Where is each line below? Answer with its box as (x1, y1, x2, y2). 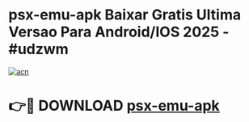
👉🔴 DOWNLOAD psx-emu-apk (8, 97, 220, 115)
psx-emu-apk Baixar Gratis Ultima (8, 6, 241, 24)
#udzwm (8, 40, 69, 58)
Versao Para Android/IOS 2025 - (8, 23, 230, 41)
